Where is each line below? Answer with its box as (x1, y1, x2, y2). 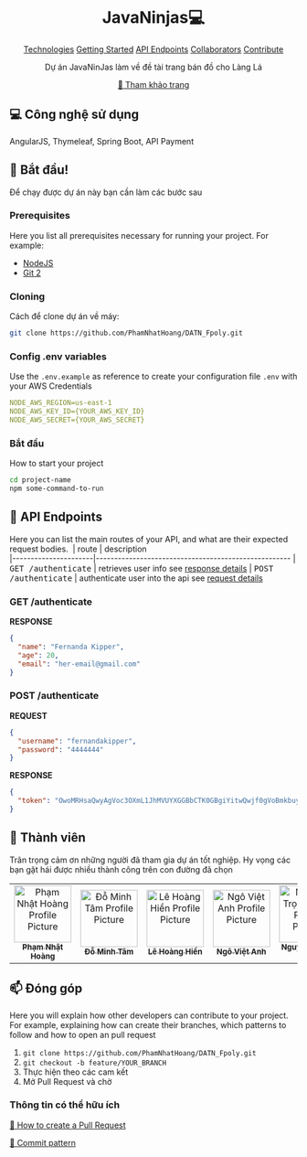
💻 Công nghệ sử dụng (9, 107, 140, 123)
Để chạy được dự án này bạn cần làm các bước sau (9, 187, 203, 198)
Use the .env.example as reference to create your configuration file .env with (9, 371, 298, 382)
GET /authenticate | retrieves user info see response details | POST (9, 562, 274, 573)
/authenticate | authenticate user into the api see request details (9, 573, 263, 584)
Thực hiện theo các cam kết (22, 1066, 129, 1077)
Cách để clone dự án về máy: (9, 311, 120, 322)
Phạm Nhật (22, 941, 64, 952)
